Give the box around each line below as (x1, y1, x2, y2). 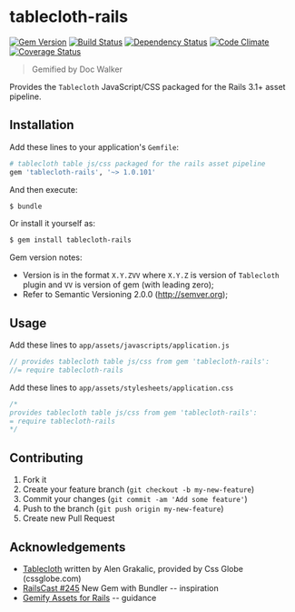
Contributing (9, 450, 84, 466)
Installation (9, 117, 74, 133)
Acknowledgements (9, 539, 126, 555)
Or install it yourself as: (9, 218, 95, 229)
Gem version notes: (9, 252, 83, 263)
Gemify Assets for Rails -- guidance (22, 592, 157, 603)
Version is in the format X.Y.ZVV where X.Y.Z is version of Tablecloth (22, 270, 280, 281)
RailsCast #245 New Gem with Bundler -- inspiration (22, 582, 220, 593)
